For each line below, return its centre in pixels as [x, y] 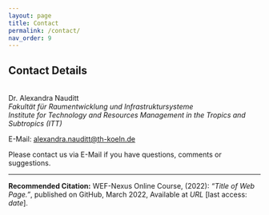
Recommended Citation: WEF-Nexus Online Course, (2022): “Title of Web [131, 186]
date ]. [18, 203]
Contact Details [48, 70]
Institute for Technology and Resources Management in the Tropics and [127, 115]
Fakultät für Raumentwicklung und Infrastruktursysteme [101, 107]
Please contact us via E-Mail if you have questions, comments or [115, 155]
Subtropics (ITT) [35, 124]
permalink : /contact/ [44, 30]
